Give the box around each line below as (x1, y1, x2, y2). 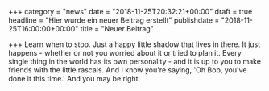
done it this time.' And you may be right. (8, 74, 141, 83)
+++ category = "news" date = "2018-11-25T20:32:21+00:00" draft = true (8, 7, 253, 16)
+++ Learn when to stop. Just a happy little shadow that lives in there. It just (8, 39, 261, 49)
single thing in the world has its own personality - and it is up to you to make (8, 56, 262, 66)
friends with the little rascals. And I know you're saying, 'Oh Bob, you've (8, 65, 247, 75)
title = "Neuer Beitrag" (80, 24, 155, 33)
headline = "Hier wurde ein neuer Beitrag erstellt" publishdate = (8, 15, 220, 25)
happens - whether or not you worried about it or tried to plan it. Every (8, 48, 242, 57)
